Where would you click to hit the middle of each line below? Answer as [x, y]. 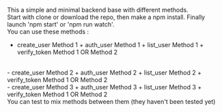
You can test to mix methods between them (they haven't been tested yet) [111, 101]
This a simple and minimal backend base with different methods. [98, 10]
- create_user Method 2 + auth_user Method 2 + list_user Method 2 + [104, 72]
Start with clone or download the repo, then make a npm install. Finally [106, 17]
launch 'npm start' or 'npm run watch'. [61, 24]
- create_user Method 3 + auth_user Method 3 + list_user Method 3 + [105, 87]
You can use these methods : [48, 31]
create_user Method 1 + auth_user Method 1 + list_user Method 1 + [110, 45]
